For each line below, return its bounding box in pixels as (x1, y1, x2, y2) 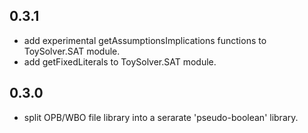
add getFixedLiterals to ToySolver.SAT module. (23, 55, 217, 68)
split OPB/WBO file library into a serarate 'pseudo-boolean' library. (23, 111, 299, 123)
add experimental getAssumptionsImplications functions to (23, 34, 267, 46)
